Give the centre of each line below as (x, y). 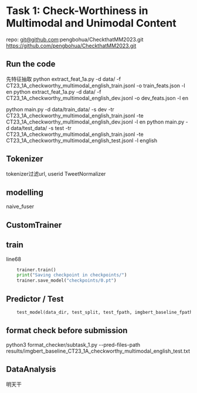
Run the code (31, 64)
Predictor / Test (35, 299)
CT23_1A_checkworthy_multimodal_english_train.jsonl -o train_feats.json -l (96, 86)
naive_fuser (20, 207)
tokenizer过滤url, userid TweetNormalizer (56, 173)
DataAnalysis (31, 369)
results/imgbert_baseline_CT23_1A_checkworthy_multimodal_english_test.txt (98, 351)
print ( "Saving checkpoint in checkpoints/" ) (72, 275)
